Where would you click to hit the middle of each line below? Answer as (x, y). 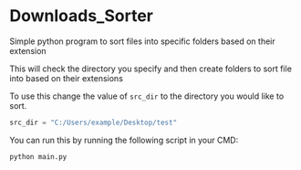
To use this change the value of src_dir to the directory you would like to (147, 96)
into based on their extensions (66, 78)
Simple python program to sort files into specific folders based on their (142, 41)
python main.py (38, 156)
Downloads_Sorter (81, 16)
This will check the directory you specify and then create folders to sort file (150, 69)
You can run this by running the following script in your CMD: (124, 140)
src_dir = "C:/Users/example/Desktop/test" (93, 122)
